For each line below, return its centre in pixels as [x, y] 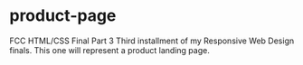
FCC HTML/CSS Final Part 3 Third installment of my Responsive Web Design [152, 41]
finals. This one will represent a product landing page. [109, 50]
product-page [63, 16]
